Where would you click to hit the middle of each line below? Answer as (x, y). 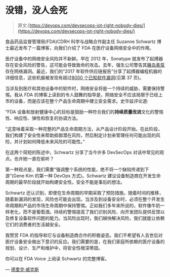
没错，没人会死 (36, 10)
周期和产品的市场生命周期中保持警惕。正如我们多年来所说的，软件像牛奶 (85, 205)
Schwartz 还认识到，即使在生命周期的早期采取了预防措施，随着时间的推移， (84, 192)
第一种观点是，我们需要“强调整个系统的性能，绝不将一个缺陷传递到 (75, 169)
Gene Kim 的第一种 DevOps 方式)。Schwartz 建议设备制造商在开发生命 (87, 176)
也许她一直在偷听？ (34, 159)
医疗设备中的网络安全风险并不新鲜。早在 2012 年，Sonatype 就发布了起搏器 (84, 58)
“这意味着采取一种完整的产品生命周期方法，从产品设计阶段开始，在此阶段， (84, 129)
